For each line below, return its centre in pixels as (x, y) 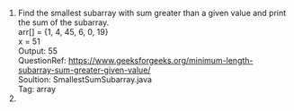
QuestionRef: (42, 60)
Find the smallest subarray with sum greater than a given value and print (152, 13)
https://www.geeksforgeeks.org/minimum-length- (161, 60)
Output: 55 (38, 51)
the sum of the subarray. (63, 22)
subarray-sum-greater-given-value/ (84, 70)
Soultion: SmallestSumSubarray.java (85, 79)
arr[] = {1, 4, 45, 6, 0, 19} (63, 32)
